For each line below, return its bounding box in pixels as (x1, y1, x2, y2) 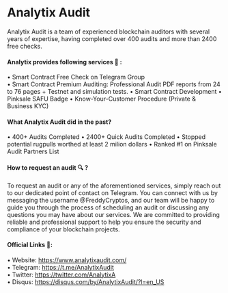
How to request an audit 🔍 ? (7, 163, 89, 172)
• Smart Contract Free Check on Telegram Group (7, 73, 145, 81)
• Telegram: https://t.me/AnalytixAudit (7, 263, 115, 271)
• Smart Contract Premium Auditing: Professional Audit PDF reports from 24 (7, 80, 220, 88)
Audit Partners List (7, 147, 59, 155)
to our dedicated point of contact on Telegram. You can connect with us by (7, 188, 218, 196)
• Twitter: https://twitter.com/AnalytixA (7, 270, 116, 279)
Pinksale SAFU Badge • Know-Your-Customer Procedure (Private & (7, 94, 197, 103)
